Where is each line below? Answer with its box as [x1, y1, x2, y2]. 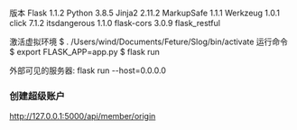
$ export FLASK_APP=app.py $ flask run [9, 46, 161, 57]
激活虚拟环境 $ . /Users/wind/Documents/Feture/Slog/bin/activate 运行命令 [9, 36, 289, 47]
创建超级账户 [9, 89, 66, 102]
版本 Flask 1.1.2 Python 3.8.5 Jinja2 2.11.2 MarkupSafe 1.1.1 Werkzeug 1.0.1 [9, 7, 280, 18]
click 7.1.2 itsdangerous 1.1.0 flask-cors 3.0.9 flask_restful [9, 17, 221, 28]
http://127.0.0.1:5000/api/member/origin [9, 111, 156, 122]
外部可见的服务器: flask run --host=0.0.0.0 [9, 65, 167, 76]
